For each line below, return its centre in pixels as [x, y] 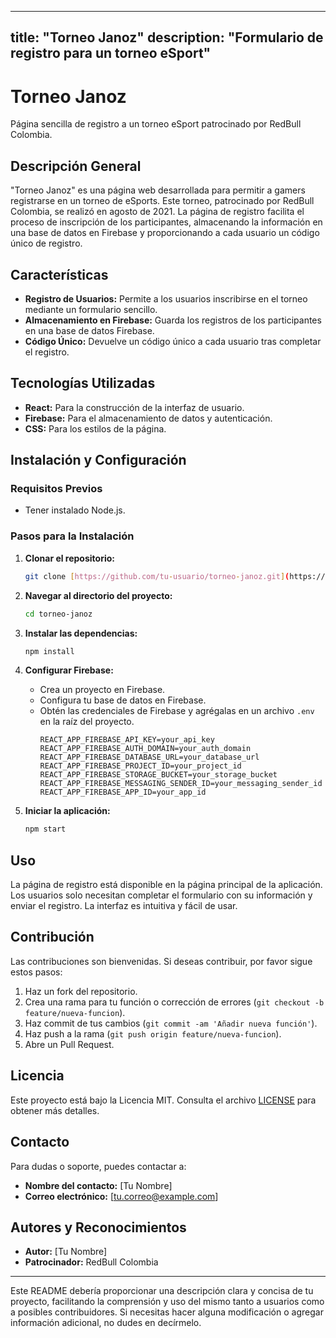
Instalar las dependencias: [81, 633]
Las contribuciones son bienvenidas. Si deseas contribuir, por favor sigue [161, 961]
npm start [45, 829]
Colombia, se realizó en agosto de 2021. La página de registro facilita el [157, 212]
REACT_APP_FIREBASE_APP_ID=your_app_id [123, 792]
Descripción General [76, 166]
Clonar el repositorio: [69, 558]
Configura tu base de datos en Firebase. [123, 700]
